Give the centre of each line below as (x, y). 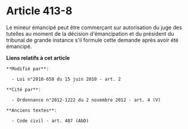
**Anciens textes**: (32, 110)
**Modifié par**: (28, 69)
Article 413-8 (39, 11)
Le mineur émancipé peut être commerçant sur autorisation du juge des (94, 27)
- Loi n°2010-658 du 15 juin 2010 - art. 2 (66, 79)
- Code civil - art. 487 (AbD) (50, 121)
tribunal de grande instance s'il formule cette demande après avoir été (93, 40)
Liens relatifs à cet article (38, 58)
